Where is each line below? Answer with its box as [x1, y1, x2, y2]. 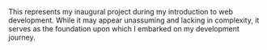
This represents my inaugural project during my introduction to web [8, 7, 233, 16]
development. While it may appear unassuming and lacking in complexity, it [8, 15, 260, 25]
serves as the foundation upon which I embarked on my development [8, 24, 240, 33]
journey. [8, 32, 36, 42]
